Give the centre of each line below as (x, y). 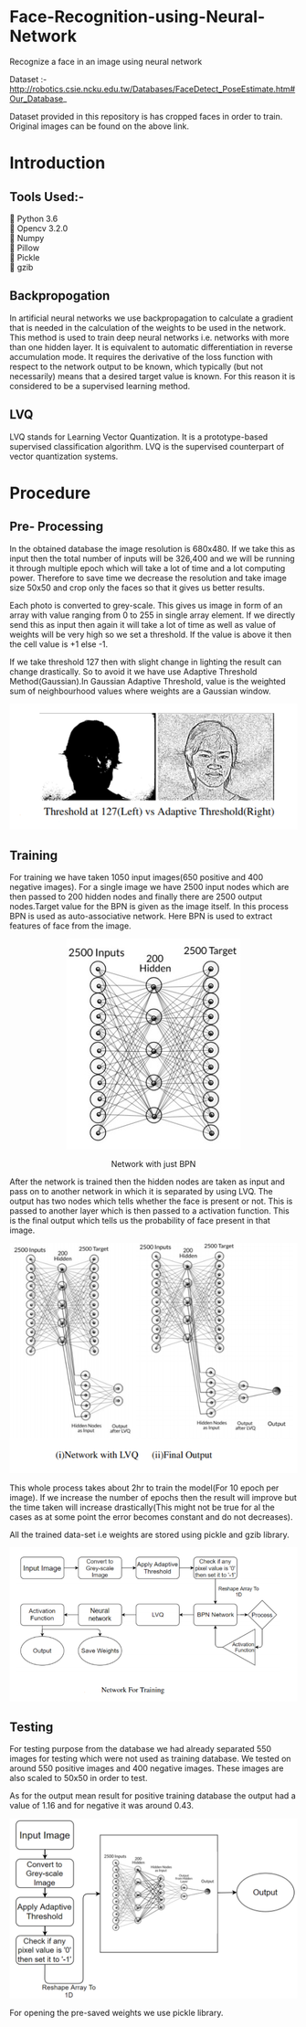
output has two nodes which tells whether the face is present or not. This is (151, 1201)
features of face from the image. (70, 926)
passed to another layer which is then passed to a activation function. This (149, 1210)
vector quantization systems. (64, 456)
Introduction (58, 163)
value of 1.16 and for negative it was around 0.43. (102, 1806)
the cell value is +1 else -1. (59, 644)
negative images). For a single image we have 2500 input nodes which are (149, 886)
